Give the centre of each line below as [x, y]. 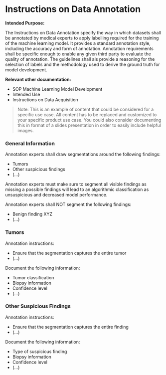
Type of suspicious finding [40, 351]
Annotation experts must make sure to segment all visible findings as [76, 184]
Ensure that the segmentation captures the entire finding [70, 327]
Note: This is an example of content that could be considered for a [85, 109]
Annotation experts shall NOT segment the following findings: [68, 204]
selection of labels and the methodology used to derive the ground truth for [83, 64]
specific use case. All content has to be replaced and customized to [87, 114]
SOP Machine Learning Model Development [57, 89]
